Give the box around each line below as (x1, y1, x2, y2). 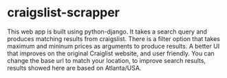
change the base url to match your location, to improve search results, (7, 56, 206, 64)
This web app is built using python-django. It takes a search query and (7, 27, 208, 36)
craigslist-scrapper (7, 5, 120, 21)
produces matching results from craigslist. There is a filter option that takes (7, 34, 220, 42)
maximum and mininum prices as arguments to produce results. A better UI (7, 42, 220, 50)
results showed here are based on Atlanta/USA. (7, 64, 142, 72)
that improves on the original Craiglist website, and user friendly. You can (7, 49, 215, 57)
